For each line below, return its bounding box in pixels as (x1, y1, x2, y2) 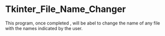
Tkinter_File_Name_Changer (5, 3, 126, 15)
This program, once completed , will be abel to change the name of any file (5, 20, 160, 26)
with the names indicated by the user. (5, 25, 83, 31)
